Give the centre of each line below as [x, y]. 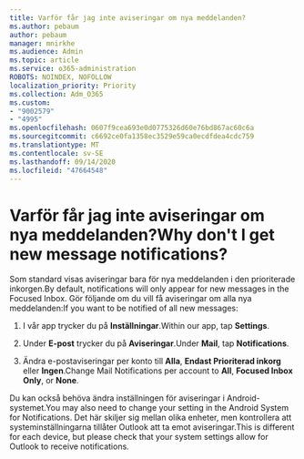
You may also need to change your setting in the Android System [167, 408]
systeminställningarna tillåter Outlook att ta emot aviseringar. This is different [152, 427]
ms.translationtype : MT [55, 145]
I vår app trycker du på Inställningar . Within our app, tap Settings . [146, 326]
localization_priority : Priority [73, 86]
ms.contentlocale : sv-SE [56, 153]
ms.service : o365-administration [73, 69]
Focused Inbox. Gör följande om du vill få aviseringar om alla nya [131, 299]
